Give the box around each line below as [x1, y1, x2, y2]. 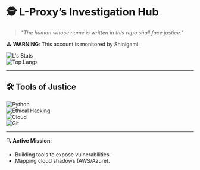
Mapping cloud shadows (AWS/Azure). [14, 157, 110, 164]
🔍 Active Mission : [6, 137, 52, 144]
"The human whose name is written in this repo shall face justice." [20, 29, 184, 36]
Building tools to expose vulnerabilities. [14, 150, 111, 158]
